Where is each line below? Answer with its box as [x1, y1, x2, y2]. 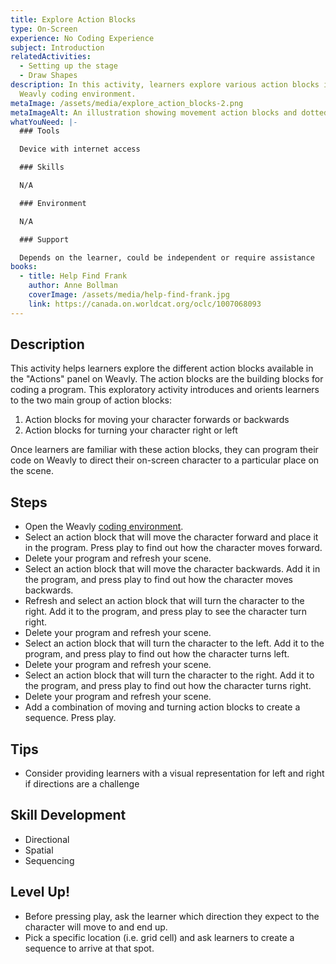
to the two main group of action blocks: [10, 394, 172, 406]
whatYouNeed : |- [10, 117, 78, 127]
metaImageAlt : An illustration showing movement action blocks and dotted [10, 107, 329, 118]
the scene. [10, 465, 54, 477]
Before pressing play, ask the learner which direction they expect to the [24, 910, 320, 922]
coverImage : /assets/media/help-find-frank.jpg [28, 290, 230, 300]
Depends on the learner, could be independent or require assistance [19, 252, 315, 263]
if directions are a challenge [24, 778, 140, 790]
